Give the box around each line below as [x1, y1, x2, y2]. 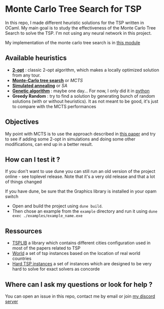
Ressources [5, 227, 43, 235]
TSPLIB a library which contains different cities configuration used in [12, 240, 151, 246]
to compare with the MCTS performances [12, 103, 96, 109]
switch [5, 194, 19, 199]
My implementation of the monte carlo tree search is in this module [5, 39, 141, 45]
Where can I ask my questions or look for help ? [5, 280, 153, 288]
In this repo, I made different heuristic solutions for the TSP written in [5, 20, 144, 26]
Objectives [5, 118, 39, 126]
